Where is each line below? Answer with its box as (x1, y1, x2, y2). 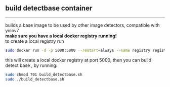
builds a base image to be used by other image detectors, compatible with (5, 22, 160, 28)
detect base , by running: (5, 62, 58, 68)
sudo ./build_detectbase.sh (5, 76, 65, 82)
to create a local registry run (5, 38, 64, 44)
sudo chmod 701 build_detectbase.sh (5, 72, 82, 77)
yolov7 (5, 27, 19, 33)
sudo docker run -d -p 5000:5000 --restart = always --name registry (5, 48, 151, 53)
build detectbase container (5, 4, 93, 13)
